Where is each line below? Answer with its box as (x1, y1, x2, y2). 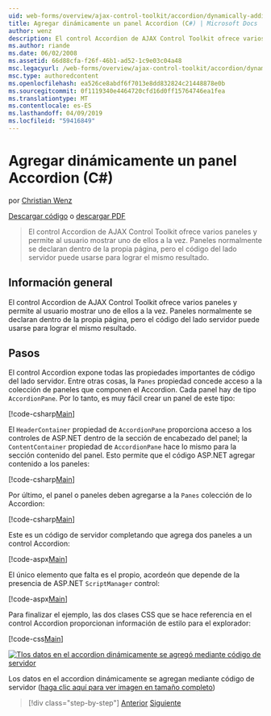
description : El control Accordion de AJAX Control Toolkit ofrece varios (8, 34, 265, 43)
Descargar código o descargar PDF (8, 211, 127, 220)
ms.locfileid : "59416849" (8, 117, 95, 125)
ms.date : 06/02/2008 (8, 49, 78, 57)
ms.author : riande (8, 42, 70, 50)
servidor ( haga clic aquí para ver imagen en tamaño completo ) (8, 683, 216, 693)
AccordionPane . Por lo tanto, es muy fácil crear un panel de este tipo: (8, 393, 236, 404)
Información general (8, 276, 113, 290)
